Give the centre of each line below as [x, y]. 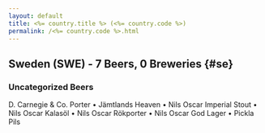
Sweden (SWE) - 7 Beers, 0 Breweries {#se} [121, 64]
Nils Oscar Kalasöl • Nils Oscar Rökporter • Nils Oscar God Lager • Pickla [131, 114]
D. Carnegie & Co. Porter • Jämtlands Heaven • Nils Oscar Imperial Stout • [133, 105]
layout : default [36, 16]
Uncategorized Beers [51, 87]
